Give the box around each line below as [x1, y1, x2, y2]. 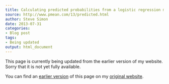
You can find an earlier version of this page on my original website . [5, 73, 144, 79]
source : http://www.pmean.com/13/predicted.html [5, 12, 109, 17]
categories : [5, 26, 30, 31]
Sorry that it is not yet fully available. [5, 63, 81, 69]
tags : [5, 35, 17, 40]
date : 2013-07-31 [5, 21, 42, 26]
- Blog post [5, 30, 30, 35]
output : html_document [5, 44, 53, 49]
